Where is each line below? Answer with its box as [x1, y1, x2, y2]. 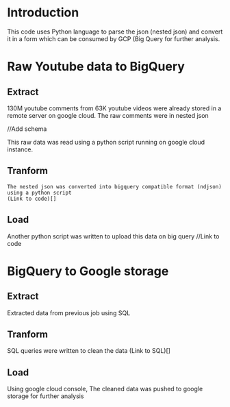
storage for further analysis [7, 392, 84, 400]
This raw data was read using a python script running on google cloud [7, 138, 205, 146]
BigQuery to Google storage [7, 263, 169, 279]
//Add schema [7, 125, 47, 133]
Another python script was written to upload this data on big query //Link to [7, 232, 220, 241]
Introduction [7, 5, 79, 21]
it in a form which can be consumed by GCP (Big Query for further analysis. [7, 34, 220, 42]
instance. [7, 145, 34, 153]
